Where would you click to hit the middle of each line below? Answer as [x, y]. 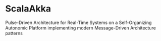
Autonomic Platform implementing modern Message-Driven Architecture [81, 27]
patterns [14, 33]
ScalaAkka [28, 9]
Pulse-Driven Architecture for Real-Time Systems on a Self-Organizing [78, 22]
